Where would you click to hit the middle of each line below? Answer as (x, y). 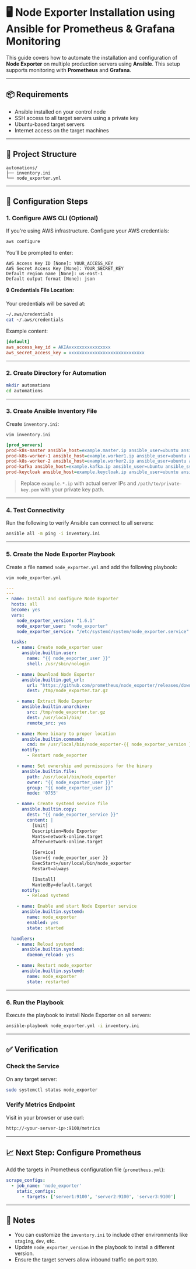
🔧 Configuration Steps (47, 201)
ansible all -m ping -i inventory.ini (53, 534)
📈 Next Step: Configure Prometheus (74, 1152)
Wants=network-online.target (67, 836)
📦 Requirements (37, 95)
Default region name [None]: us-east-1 (55, 274)
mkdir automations (28, 385)
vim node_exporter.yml (34, 578)
